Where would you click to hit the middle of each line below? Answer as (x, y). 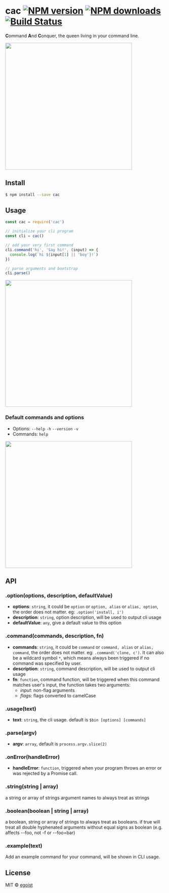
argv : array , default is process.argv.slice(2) (60, 744)
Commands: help (30, 434)
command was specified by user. (47, 663)
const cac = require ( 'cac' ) (35, 222)
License (18, 873)
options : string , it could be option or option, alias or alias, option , (85, 607)
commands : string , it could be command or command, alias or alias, (83, 647)
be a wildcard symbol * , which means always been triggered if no (81, 658)
